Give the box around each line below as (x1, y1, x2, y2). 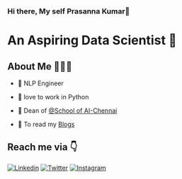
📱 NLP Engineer (17, 79, 64, 87)
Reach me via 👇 (7, 141, 78, 154)
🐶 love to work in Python (17, 92, 89, 101)
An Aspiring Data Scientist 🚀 (7, 32, 177, 49)
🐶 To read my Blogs (17, 120, 75, 128)
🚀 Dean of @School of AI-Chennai (17, 106, 118, 115)
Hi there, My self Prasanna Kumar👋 (7, 6, 130, 16)
